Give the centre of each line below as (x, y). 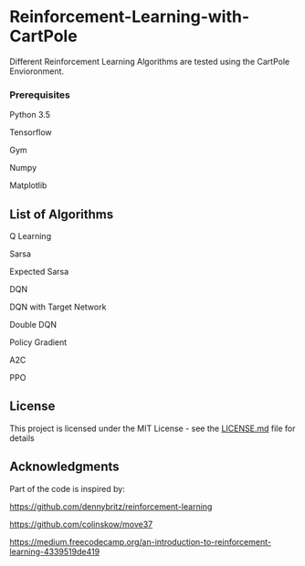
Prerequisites (40, 95)
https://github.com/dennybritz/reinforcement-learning (111, 506)
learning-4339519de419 (55, 551)
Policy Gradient (38, 342)
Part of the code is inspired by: (67, 488)
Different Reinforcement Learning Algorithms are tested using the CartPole (150, 61)
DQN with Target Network (58, 307)
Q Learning (31, 236)
